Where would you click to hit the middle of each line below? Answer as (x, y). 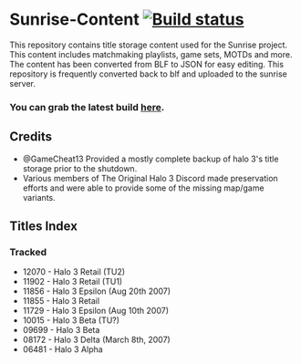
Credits (31, 137)
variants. (39, 197)
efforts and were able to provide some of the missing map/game (143, 188)
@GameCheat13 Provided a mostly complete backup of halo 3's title (150, 159)
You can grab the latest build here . (87, 107)
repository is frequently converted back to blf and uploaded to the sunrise (148, 74)
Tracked (28, 252)
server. (23, 83)
